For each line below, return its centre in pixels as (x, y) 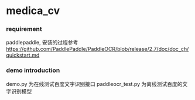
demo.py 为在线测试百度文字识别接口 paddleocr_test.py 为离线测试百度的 (94, 84)
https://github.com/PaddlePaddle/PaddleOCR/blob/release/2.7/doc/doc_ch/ (97, 49)
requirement (24, 29)
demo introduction (33, 70)
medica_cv (33, 11)
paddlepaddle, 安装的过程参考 (42, 43)
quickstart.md (23, 55)
